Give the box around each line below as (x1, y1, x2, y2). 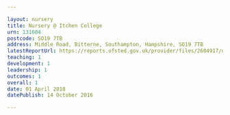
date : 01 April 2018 (7, 86, 66, 93)
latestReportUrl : (7, 48, 57, 54)
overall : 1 (7, 79, 38, 86)
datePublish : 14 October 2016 (7, 92, 94, 99)
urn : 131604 (7, 29, 41, 35)
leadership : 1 (7, 66, 48, 73)
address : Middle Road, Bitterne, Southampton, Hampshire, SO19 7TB (7, 42, 204, 48)
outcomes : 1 (7, 73, 41, 80)
